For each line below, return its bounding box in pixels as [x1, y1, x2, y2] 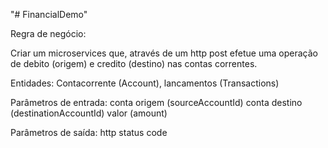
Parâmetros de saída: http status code [10, 127, 168, 138]
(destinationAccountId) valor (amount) [10, 107, 168, 119]
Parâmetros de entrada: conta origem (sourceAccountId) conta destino [10, 97, 303, 108]
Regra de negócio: [10, 28, 87, 39]
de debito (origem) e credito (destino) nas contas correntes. [10, 58, 258, 69]
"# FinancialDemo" [10, 9, 88, 20]
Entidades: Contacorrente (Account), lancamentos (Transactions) [10, 77, 280, 89]
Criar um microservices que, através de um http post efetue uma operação [10, 47, 318, 59]
